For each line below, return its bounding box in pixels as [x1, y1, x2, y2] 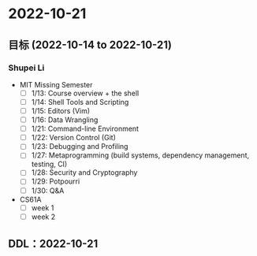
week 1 [31, 202, 54, 213]
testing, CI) [31, 159, 68, 169]
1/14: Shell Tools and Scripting [31, 97, 129, 106]
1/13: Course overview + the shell [31, 88, 140, 98]
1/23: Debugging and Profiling [31, 142, 128, 151]
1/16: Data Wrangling [31, 115, 99, 124]
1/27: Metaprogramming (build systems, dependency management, [31, 150, 250, 160]
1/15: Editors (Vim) [31, 106, 91, 115]
